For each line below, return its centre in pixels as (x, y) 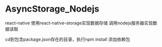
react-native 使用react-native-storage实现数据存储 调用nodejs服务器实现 (79, 23)
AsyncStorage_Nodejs (52, 9)
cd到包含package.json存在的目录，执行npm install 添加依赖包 (68, 39)
